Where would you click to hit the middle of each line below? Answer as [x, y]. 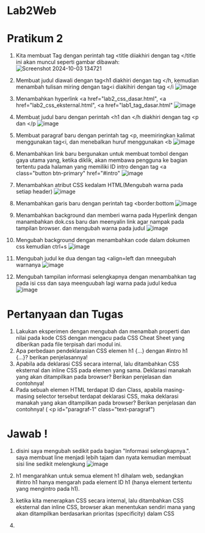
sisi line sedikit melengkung [51, 464]
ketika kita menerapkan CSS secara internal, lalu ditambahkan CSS [100, 501]
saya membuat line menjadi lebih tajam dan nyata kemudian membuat [103, 457]
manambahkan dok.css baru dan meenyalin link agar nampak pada [100, 222]
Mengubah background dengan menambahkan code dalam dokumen [103, 240]
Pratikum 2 [35, 39]
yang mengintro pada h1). [48, 489]
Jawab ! [27, 434]
